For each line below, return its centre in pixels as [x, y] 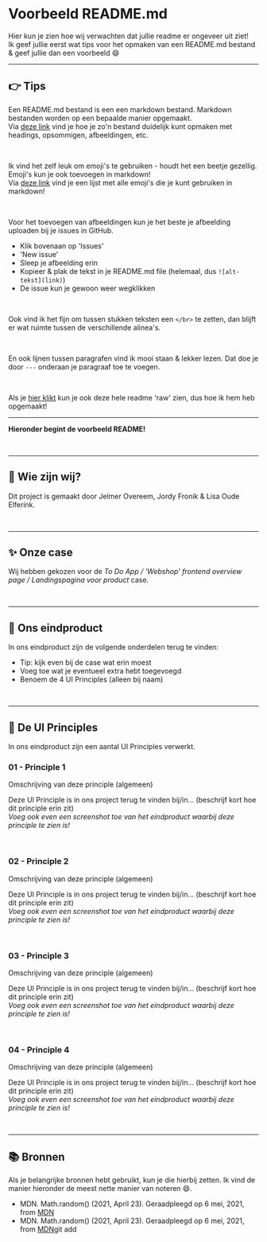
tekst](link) [41, 280]
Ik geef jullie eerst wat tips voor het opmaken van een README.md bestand [132, 44]
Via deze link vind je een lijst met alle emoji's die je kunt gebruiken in [120, 182]
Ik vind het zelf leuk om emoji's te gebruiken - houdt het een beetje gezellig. [133, 166]
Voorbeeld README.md [88, 14]
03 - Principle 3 [39, 955]
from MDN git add [48, 1229]
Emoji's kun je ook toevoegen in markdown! [79, 174]
